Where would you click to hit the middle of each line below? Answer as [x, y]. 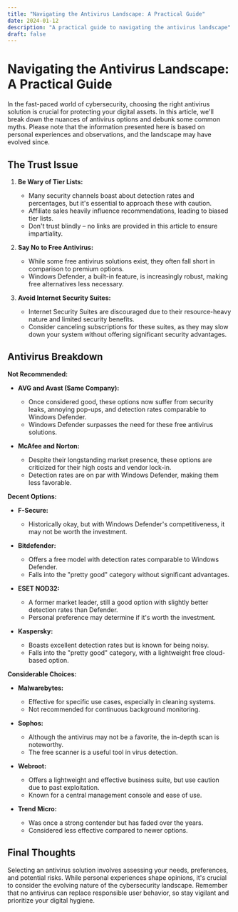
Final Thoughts [42, 853]
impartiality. [46, 234]
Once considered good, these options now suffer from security [121, 401]
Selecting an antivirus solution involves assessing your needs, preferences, [118, 870]
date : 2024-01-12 [33, 21]
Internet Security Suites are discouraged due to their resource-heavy [130, 312]
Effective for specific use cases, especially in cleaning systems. [122, 701]
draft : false [27, 34]
